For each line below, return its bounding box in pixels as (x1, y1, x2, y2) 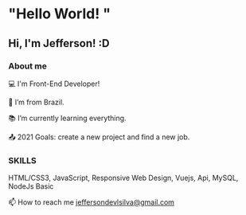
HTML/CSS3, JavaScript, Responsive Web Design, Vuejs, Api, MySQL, (8, 173, 239, 183)
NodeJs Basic (8, 182, 54, 191)
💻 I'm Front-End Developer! (8, 79, 100, 88)
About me (8, 61, 48, 72)
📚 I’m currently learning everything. (8, 113, 127, 123)
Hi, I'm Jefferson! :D (8, 37, 110, 50)
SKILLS (8, 154, 37, 166)
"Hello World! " (8, 5, 111, 23)
